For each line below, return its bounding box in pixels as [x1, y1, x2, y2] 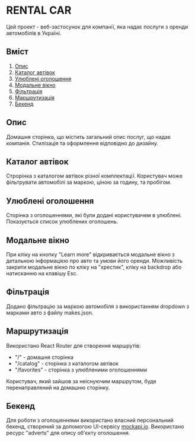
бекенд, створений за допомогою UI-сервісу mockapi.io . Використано [6, 423, 184, 430]
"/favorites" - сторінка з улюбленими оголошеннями [14, 366, 147, 373]
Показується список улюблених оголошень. [6, 218, 119, 225]
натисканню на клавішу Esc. [6, 270, 78, 276]
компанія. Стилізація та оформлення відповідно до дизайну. [6, 139, 159, 147]
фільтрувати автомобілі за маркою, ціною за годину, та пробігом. [6, 179, 172, 186]
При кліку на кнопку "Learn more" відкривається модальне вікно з [6, 251, 175, 258]
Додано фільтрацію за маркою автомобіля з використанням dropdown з [6, 303, 190, 310]
